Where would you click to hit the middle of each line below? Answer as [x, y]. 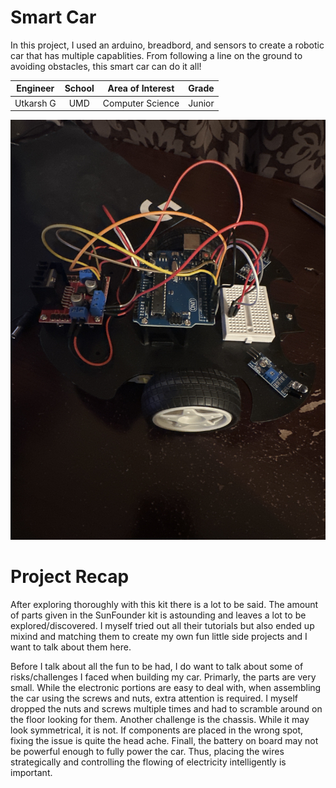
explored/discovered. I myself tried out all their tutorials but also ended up [162, 626]
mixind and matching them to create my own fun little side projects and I [159, 637]
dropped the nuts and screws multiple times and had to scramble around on [166, 709]
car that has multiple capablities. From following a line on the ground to [156, 55]
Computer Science [141, 103]
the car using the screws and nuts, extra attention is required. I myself [154, 698]
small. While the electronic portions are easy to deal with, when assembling [166, 688]
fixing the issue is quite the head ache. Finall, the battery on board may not [164, 741]
